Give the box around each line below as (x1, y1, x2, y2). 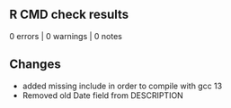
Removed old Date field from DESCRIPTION (22, 89, 184, 101)
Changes (9, 57, 61, 72)
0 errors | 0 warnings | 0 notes (9, 30, 123, 41)
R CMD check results (9, 7, 129, 22)
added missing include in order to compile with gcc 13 (22, 80, 223, 91)
